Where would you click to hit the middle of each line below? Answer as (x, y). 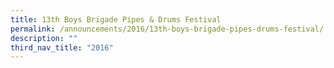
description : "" (44, 38)
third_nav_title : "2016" (62, 47)
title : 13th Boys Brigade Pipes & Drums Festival (116, 19)
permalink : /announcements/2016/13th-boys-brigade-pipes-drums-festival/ (167, 29)
